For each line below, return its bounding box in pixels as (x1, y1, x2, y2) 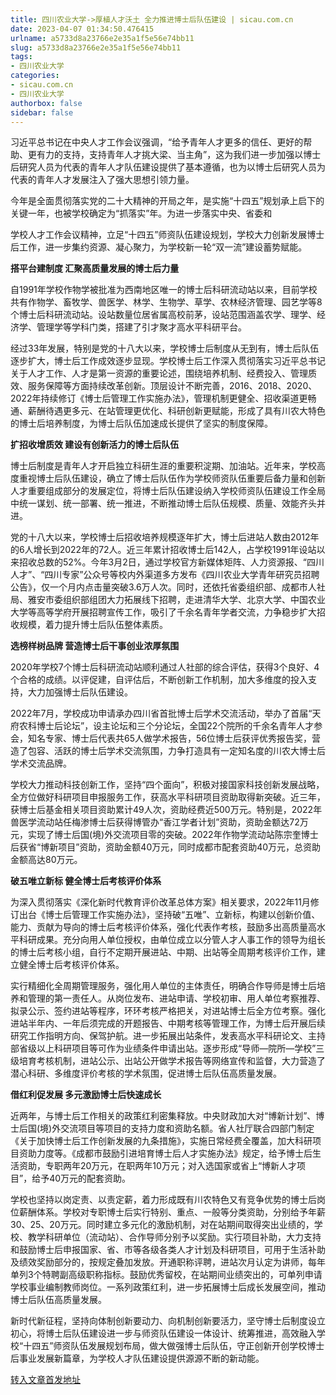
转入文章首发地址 (10, 1374, 81, 1386)
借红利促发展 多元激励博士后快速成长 (10, 1089, 162, 1101)
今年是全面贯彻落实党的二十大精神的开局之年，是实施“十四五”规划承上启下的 (10, 195, 325, 207)
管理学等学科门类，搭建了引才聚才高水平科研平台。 (36, 321, 247, 333)
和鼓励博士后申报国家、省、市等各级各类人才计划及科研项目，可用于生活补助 (10, 1244, 326, 1256)
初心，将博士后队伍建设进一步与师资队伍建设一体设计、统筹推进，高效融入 (10, 1327, 317, 1340)
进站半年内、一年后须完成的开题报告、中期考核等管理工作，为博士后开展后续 (10, 1017, 326, 1030)
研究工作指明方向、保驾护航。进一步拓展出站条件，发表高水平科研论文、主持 (10, 1030, 326, 1042)
